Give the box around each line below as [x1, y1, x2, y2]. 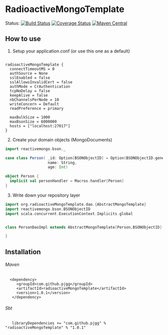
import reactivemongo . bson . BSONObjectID [5, 207, 91, 212]
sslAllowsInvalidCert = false [9, 79, 72, 85]
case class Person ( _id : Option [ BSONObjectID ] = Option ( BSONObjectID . [5, 155, 155, 160]
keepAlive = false [9, 93, 48, 98]
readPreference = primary [9, 106, 64, 111]
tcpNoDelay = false [9, 88, 50, 93]
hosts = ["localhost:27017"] [9, 123, 70, 128]
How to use [5, 35, 41, 43]
